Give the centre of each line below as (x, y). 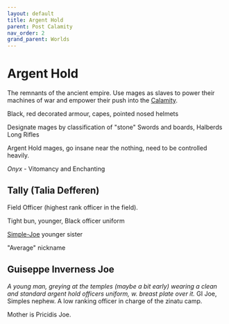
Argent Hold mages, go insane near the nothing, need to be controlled (107, 148)
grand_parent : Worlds (39, 40)
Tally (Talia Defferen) (53, 190)
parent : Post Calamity (40, 26)
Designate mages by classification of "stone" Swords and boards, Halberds (115, 127)
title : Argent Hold (35, 20)
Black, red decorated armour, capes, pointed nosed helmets (93, 114)
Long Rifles (23, 135)
